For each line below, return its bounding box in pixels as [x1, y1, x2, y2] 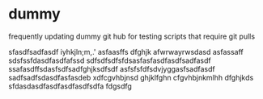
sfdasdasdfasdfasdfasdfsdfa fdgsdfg [8, 81, 132, 91]
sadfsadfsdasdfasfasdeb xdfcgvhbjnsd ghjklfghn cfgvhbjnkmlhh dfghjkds [8, 72, 254, 82]
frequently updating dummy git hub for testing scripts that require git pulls [8, 31, 256, 41]
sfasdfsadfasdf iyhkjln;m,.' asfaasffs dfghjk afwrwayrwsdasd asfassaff [8, 47, 244, 56]
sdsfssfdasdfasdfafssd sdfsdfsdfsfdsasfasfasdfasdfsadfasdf [8, 56, 212, 65]
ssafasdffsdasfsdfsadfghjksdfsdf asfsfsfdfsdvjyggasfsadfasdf [8, 64, 216, 73]
